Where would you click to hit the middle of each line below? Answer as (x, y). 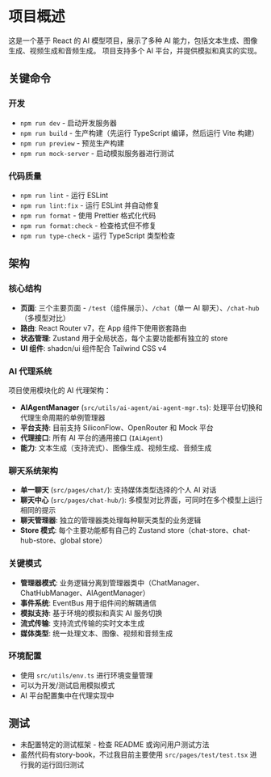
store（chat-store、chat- (209, 530)
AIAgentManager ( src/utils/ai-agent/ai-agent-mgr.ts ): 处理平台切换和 (141, 407)
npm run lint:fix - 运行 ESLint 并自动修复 (90, 205)
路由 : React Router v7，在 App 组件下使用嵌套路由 (103, 327)
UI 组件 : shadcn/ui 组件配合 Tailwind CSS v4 (93, 348)
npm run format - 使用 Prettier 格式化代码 (88, 215)
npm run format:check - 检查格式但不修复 (88, 225)
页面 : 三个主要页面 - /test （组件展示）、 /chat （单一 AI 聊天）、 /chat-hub (140, 307)
